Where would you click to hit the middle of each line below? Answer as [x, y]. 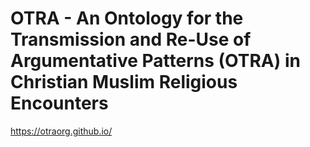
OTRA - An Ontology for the [127, 18]
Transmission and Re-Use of [131, 39]
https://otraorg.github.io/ [61, 131]
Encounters [59, 103]
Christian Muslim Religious [124, 82]
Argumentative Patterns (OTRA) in [155, 61]
